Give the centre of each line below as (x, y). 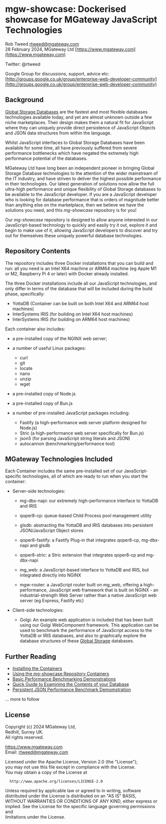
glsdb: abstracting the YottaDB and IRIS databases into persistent (86, 525)
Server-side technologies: (39, 491)
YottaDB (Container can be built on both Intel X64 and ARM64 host (81, 303)
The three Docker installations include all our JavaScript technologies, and (81, 283)
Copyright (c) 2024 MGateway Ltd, (41, 727)
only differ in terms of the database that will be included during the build (79, 288)
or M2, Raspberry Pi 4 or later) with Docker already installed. (67, 273)
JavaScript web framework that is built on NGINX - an (104, 590)
